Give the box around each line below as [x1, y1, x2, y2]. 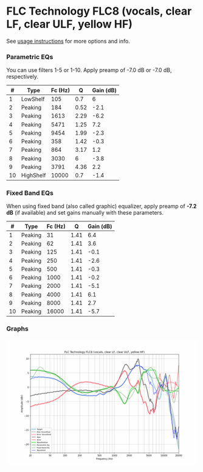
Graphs [6, 324, 29, 333]
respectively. [6, 73, 38, 80]
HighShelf [21, 172, 46, 179]
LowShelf [21, 95, 45, 102]
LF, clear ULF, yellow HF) [6, 17, 132, 31]
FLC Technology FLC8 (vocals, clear [6, 4, 192, 18]
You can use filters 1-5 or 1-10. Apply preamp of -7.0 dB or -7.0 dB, [6, 66, 172, 74]
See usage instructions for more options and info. [6, 37, 131, 45]
